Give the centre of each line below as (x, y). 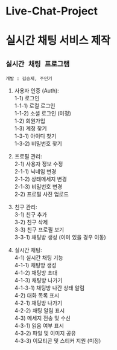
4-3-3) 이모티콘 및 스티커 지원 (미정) (58, 341)
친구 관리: (26, 207)
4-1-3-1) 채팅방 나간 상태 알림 (49, 288)
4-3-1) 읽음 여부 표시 (39, 326)
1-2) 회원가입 (30, 121)
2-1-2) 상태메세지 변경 (41, 179)
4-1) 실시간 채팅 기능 (39, 258)
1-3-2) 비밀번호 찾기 (38, 144)
